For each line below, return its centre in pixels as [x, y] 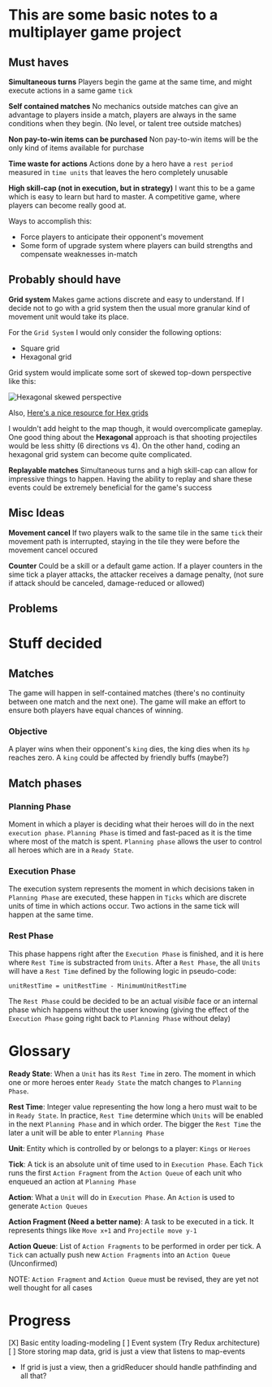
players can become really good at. [67, 205]
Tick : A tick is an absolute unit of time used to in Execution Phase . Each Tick [136, 1164]
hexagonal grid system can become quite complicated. [100, 454]
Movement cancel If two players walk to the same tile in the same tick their [136, 532]
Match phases [45, 783]
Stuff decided [56, 643]
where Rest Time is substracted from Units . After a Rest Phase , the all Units [135, 962]
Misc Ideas [37, 513]
